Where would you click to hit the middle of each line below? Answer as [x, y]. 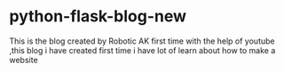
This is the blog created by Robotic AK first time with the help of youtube [142, 41]
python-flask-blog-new [98, 16]
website [24, 60]
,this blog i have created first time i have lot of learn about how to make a [142, 50]
